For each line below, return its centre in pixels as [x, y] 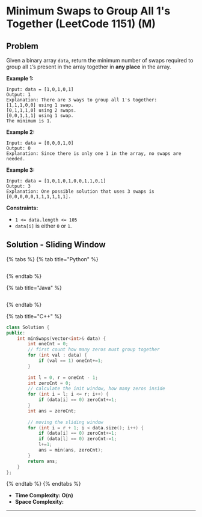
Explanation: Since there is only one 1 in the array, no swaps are [94, 154]
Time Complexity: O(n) [44, 495]
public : [16, 333]
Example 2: [20, 132]
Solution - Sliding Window [56, 245]
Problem [23, 46]
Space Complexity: [39, 502]
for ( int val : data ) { [57, 355]
